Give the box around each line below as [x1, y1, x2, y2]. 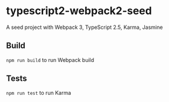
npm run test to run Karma [6, 89, 71, 96]
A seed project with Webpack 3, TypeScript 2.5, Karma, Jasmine [6, 24, 163, 31]
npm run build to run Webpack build [6, 56, 95, 63]
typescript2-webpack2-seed [6, 4, 152, 18]
